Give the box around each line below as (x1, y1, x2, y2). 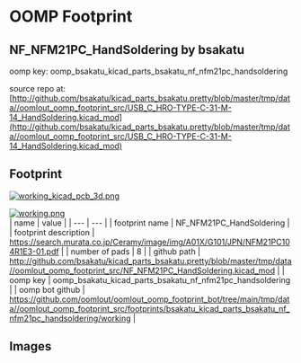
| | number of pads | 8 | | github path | (61, 245, 201, 257)
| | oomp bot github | (9, 284, 85, 295)
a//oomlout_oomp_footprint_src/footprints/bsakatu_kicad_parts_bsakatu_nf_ (9, 303, 290, 314)
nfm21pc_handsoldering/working (9, 313, 131, 323)
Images (9, 339, 52, 354)
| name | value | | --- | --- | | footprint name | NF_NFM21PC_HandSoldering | (9, 217, 290, 228)
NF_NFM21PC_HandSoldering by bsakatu (9, 42, 245, 58)
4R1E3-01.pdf (9, 245, 60, 257)
